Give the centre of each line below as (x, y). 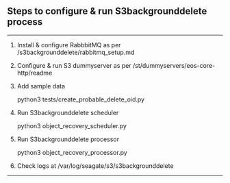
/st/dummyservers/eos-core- (174, 65)
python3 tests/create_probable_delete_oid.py (81, 99)
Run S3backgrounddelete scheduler (68, 112)
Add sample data (41, 86)
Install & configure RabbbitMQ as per (69, 45)
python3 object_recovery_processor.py (72, 152)
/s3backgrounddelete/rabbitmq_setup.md (76, 52)
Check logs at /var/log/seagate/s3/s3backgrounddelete (95, 166)
